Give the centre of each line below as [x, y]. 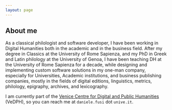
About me [21, 31]
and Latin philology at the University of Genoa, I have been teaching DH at [83, 59]
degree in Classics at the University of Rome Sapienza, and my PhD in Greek [86, 54]
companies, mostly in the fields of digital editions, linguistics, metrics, [79, 81]
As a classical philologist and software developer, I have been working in [82, 43]
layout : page [19, 10]
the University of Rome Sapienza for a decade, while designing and [76, 65]
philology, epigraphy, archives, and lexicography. [57, 86]
